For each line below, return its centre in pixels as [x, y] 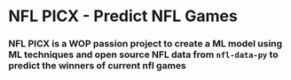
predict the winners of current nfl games [98, 66]
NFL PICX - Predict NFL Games [123, 16]
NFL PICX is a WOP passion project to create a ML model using [145, 44]
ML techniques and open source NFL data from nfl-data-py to [143, 55]
